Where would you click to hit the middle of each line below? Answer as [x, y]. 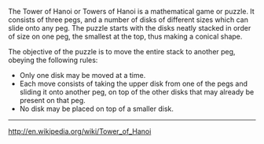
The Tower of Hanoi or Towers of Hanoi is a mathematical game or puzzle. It [132, 11]
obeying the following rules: [53, 60]
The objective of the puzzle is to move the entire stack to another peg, [122, 52]
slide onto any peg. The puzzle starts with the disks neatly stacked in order [130, 28]
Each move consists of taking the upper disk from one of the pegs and [133, 83]
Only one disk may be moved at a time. [82, 75]
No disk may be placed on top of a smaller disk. [97, 109]
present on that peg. [53, 100]
